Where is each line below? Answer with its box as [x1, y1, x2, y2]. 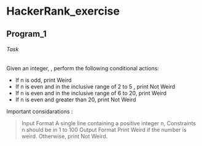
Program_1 [6, 29, 47, 39]
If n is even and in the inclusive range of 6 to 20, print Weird [15, 89, 167, 97]
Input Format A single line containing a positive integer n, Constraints [21, 119, 196, 126]
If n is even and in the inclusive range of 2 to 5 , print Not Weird [15, 82, 176, 90]
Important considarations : [6, 108, 73, 115]
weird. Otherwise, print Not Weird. [21, 133, 108, 140]
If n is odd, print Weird [15, 76, 72, 84]
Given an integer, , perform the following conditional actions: [6, 64, 160, 71]
